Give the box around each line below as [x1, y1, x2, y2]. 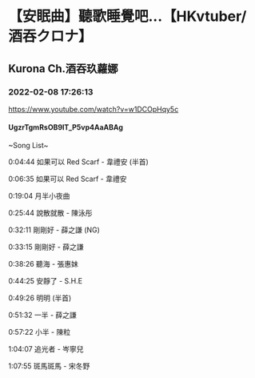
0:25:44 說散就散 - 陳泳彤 [8, 208, 94, 218]
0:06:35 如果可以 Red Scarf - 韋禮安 [8, 174, 127, 184]
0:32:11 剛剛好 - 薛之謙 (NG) [8, 225, 100, 235]
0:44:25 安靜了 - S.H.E [8, 276, 82, 286]
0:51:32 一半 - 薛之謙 [8, 310, 78, 320]
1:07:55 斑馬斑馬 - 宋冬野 [8, 361, 90, 371]
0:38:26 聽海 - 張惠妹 [8, 259, 78, 269]
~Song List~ [8, 141, 49, 151]
